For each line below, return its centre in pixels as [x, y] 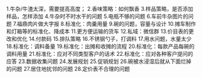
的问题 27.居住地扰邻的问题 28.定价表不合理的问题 [68, 69]
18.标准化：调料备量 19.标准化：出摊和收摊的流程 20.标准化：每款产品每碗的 [100, 46]
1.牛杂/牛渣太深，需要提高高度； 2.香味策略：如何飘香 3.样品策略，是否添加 [100, 9]
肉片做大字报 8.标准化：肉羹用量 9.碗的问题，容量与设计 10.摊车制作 [112, 24]
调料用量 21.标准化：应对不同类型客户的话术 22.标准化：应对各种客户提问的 [100, 54]
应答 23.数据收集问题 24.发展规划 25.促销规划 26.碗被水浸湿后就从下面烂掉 [99, 61]
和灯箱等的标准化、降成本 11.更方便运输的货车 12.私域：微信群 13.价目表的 [97, 31]
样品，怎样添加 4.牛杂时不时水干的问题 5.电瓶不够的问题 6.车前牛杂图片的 [97, 16]
